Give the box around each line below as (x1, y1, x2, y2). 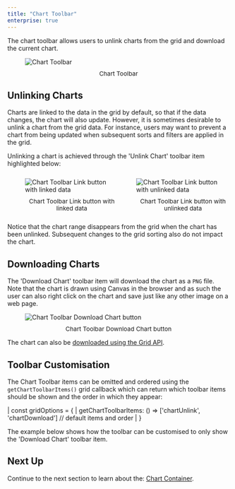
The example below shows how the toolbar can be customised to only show (7, 427, 228, 435)
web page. (7, 300, 39, 308)
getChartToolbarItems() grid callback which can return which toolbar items (7, 384, 226, 393)
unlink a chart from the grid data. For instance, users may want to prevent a (7, 123, 227, 131)
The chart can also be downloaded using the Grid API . (7, 338, 164, 347)
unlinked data (163, 204, 203, 213)
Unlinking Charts (7, 89, 83, 101)
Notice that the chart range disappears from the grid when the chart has (7, 223, 217, 231)
